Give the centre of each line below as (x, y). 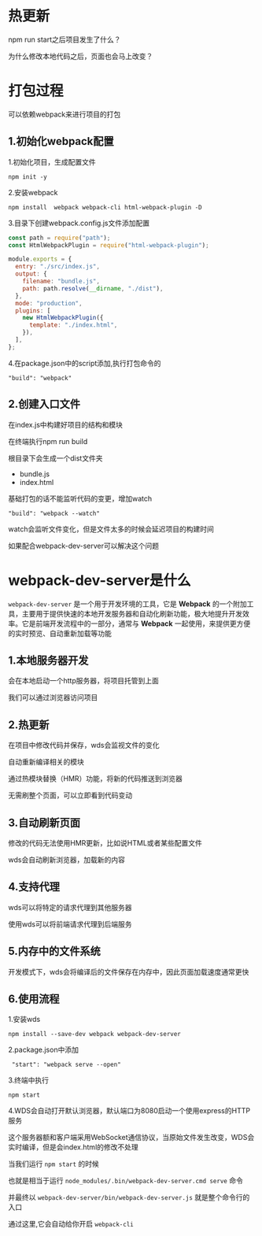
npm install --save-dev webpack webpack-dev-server (94, 1034)
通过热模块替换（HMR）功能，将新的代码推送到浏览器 (96, 779)
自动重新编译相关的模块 (46, 762)
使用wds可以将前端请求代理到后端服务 (70, 924)
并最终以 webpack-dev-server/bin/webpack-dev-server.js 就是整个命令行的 (129, 1197)
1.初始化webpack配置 (61, 141)
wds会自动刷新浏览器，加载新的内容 (67, 860)
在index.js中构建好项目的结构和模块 (66, 424)
